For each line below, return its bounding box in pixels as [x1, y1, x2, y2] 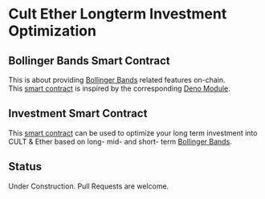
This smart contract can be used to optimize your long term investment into [8, 128, 258, 137]
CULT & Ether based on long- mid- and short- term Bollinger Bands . [8, 136, 233, 146]
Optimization [8, 22, 96, 40]
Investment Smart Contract [8, 107, 148, 120]
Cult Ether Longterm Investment [8, 5, 227, 23]
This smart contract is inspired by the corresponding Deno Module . [8, 83, 230, 93]
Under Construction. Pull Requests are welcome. [8, 181, 169, 191]
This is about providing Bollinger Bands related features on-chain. [8, 75, 226, 84]
